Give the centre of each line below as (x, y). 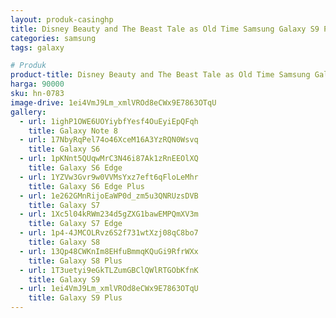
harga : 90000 (37, 84)
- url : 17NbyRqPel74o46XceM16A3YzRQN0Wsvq (109, 140)
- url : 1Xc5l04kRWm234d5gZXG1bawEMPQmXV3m (109, 214)
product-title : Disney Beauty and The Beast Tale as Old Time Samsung (160, 75)
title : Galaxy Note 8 (73, 131)
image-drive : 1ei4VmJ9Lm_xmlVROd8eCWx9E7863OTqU (113, 102)
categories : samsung (53, 38)
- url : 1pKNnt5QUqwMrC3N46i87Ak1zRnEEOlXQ (109, 159)
